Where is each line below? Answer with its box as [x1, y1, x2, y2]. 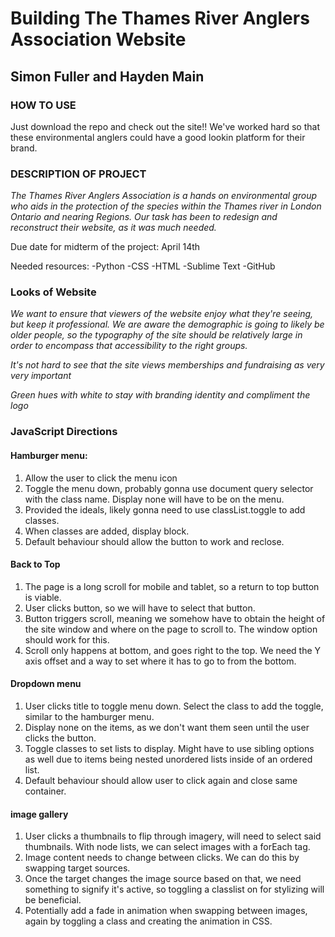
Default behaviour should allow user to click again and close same [24, 775, 298, 786]
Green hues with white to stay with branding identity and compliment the [10, 389, 311, 401]
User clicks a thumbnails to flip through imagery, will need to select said [24, 830, 322, 842]
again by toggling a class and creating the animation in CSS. [24, 915, 273, 927]
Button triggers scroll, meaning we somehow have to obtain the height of [24, 612, 326, 624]
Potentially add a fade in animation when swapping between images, [24, 905, 308, 917]
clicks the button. [24, 732, 97, 744]
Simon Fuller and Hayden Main [10, 68, 205, 85]
